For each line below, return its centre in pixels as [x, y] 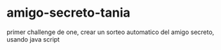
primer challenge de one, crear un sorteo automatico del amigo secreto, [110, 32]
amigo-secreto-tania [68, 13]
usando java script [33, 39]
